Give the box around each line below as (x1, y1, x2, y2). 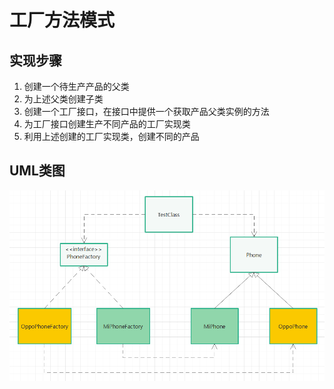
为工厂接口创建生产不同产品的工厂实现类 (23, 118, 191, 130)
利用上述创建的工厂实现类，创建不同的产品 (23, 131, 200, 142)
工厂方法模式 (9, 9, 116, 32)
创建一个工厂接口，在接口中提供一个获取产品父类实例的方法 (23, 106, 270, 117)
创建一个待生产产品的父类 (23, 81, 130, 92)
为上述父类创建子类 (23, 93, 104, 105)
